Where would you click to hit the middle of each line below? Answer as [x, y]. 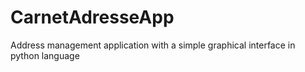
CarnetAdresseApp [92, 17]
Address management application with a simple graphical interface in [153, 45]
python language [45, 55]
